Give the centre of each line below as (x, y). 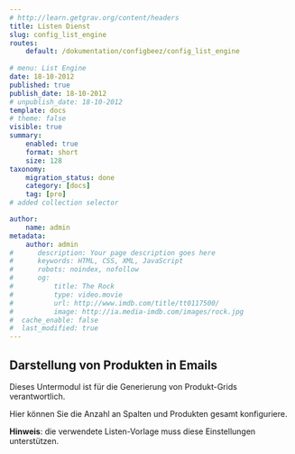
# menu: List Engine (48, 69)
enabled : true (52, 144)
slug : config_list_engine (58, 34)
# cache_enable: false (54, 320)
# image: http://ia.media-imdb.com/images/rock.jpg (127, 312)
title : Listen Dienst (50, 26)
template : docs (38, 110)
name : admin (48, 227)
